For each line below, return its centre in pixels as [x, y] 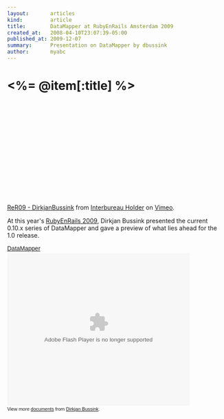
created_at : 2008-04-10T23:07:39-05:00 [67, 33]
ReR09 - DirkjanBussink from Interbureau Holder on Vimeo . [91, 207]
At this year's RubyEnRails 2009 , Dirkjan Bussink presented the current [108, 220]
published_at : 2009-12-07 [44, 39]
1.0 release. [23, 235]
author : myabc [37, 52]
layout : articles [41, 13]
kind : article [40, 20]
